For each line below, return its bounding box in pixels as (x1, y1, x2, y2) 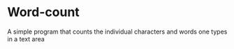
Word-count (7, 4, 80, 20)
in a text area (7, 34, 45, 43)
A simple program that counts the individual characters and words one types (7, 27, 228, 36)
